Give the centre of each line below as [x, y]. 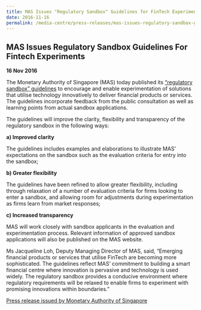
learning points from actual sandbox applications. [67, 108]
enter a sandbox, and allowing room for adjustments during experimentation [100, 197]
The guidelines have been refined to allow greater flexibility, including [92, 185]
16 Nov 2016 [22, 71]
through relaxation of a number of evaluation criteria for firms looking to [95, 191]
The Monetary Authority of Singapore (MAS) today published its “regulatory [99, 82]
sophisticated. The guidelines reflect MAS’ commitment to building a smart [98, 264]
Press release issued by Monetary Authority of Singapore [77, 301]
